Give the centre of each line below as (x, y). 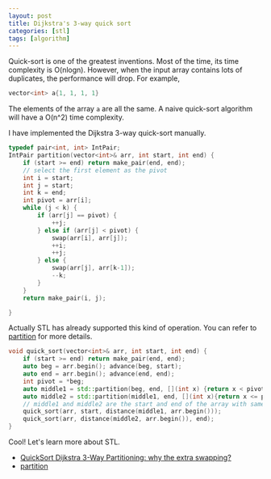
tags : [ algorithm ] (39, 38)
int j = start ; (48, 185)
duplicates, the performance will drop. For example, (94, 78)
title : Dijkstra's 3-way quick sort (70, 23)
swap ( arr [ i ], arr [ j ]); (90, 238)
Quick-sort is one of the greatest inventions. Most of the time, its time (124, 61)
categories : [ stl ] (39, 31)
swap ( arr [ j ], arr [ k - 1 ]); (93, 268)
